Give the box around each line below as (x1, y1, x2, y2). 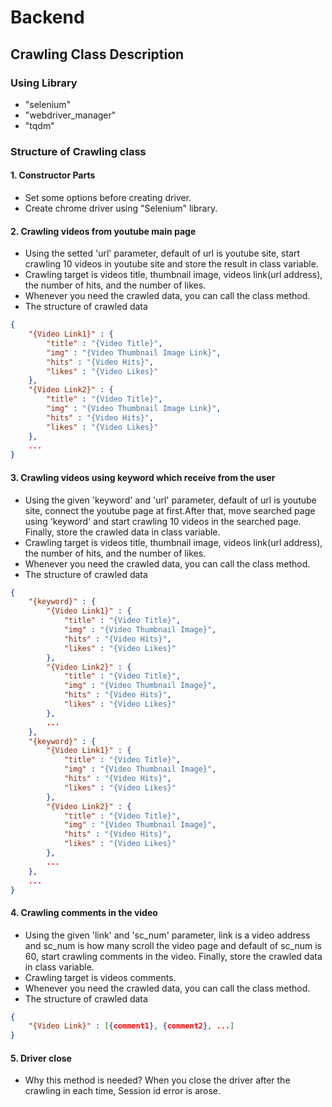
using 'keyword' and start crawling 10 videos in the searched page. (24, 515, 302, 527)
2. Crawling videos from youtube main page (10, 225, 197, 237)
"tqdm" (24, 119, 55, 131)
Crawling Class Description (10, 46, 185, 63)
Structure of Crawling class (10, 144, 147, 158)
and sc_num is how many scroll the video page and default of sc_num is (24, 939, 322, 951)
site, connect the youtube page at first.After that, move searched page (24, 504, 316, 516)
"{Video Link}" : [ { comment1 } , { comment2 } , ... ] (28, 1021, 235, 1031)
